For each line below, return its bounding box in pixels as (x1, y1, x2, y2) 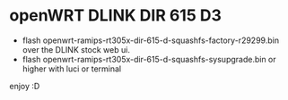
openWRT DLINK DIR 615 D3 (9, 5, 222, 26)
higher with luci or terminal (22, 63, 122, 74)
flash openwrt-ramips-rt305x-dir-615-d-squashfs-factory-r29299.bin (22, 35, 280, 46)
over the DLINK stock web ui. (22, 44, 130, 54)
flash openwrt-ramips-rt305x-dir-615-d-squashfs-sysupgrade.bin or (22, 54, 276, 64)
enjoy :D (9, 80, 40, 91)
